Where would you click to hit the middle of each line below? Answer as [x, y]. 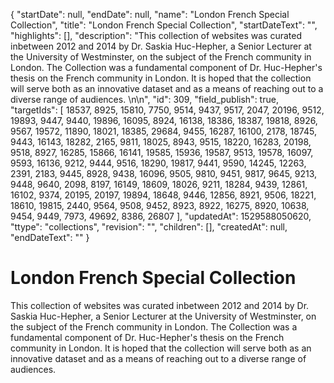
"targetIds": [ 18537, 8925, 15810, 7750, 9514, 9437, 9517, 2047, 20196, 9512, [167, 110]
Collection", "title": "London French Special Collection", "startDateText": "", [164, 25]
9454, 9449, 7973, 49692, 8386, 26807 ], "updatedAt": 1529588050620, [161, 216]
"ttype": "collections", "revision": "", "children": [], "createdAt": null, [149, 227]
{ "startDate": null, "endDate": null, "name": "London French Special [150, 14]
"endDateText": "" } [50, 237]
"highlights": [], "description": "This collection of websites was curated [156, 35]
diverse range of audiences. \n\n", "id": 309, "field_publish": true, [144, 99]
